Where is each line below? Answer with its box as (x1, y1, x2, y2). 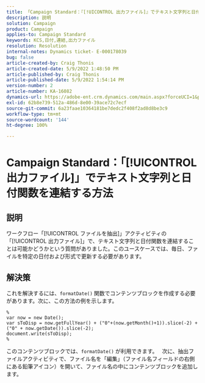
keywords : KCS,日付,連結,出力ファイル (6, 37, 96, 43)
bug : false (6, 54, 34, 60)
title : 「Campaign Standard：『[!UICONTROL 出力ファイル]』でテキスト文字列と (6, 9, 192, 15)
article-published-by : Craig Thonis (6, 71, 99, 77)
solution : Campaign (6, 20, 56, 26)
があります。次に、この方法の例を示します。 (6, 297, 118, 304)
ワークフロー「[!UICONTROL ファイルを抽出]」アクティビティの (6, 230, 167, 237)
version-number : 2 (6, 83, 53, 89)
